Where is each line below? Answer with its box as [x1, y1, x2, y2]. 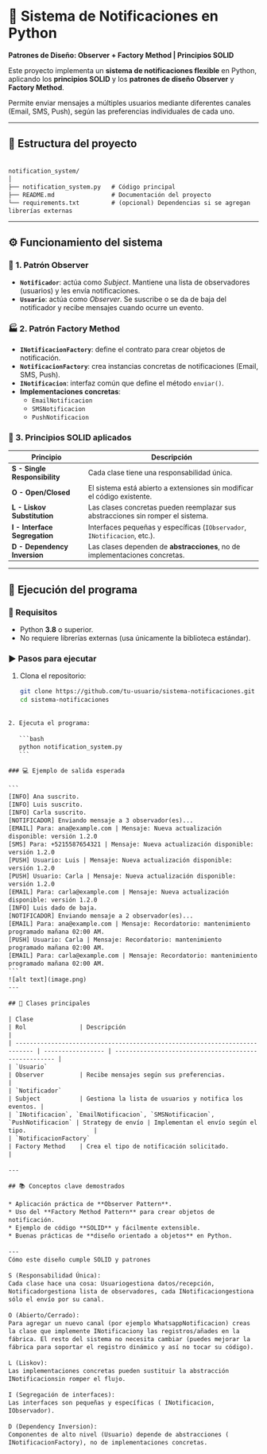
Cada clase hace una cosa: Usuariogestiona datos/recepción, [8, 1280, 215, 1288]
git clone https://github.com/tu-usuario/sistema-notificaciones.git [19, 688, 256, 696]
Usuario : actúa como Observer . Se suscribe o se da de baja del [19, 294, 226, 304]
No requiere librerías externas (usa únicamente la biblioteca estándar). [19, 633, 251, 642]
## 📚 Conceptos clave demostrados [8, 1182, 126, 1191]
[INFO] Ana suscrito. [8, 793, 80, 801]
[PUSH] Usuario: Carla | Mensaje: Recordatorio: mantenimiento [8, 936, 222, 944]
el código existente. [87, 492, 153, 502]
